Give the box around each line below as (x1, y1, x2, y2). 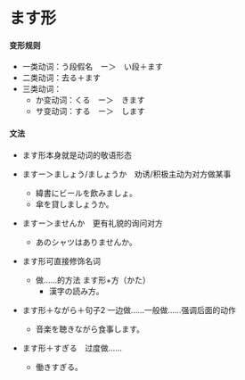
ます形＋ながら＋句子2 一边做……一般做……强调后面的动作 (21, 304, 236, 315)
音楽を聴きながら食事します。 (35, 323, 145, 335)
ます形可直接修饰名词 (21, 255, 101, 266)
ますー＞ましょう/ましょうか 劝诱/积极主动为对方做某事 (21, 169, 232, 179)
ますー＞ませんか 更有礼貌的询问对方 (21, 218, 163, 228)
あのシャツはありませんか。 (35, 236, 137, 247)
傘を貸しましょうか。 (35, 198, 114, 210)
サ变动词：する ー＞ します (35, 106, 145, 117)
